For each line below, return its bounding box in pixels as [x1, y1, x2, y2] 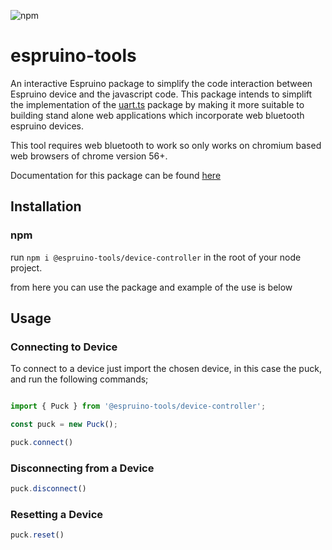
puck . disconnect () [10, 484, 87, 494]
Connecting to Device [10, 340, 118, 354]
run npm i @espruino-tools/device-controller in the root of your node [10, 251, 302, 263]
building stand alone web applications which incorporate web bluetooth [10, 109, 305, 121]
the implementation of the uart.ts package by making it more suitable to [10, 98, 305, 110]
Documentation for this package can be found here [10, 169, 222, 181]
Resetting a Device [10, 508, 104, 522]
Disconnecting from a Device [10, 461, 155, 475]
